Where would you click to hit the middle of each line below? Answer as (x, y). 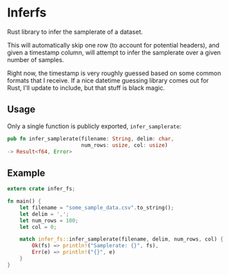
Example (26, 173)
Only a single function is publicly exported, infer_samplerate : (94, 126)
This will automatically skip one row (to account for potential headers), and (113, 45)
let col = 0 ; (38, 227)
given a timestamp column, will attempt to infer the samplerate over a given (114, 52)
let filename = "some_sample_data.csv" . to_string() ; (97, 207)
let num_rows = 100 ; (49, 221)
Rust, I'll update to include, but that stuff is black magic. (86, 88)
